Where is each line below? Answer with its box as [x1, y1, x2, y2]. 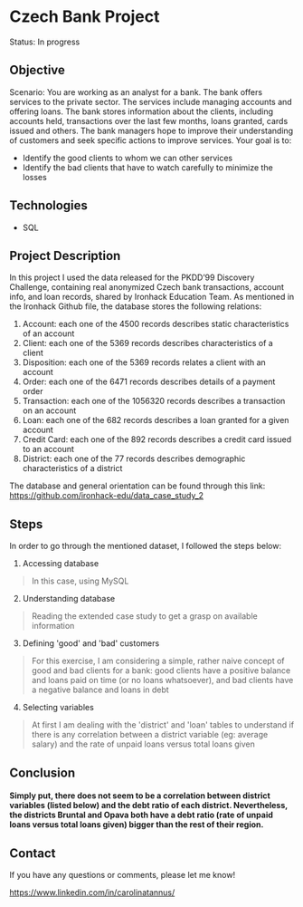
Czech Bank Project [9, 6, 160, 27]
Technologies [9, 198, 89, 214]
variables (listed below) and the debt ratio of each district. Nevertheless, [9, 800, 288, 811]
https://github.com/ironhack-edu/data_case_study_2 [9, 490, 204, 501]
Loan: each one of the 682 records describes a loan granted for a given [22, 415, 289, 426]
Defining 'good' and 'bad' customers [22, 638, 160, 649]
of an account [22, 328, 75, 339]
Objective [9, 63, 66, 78]
